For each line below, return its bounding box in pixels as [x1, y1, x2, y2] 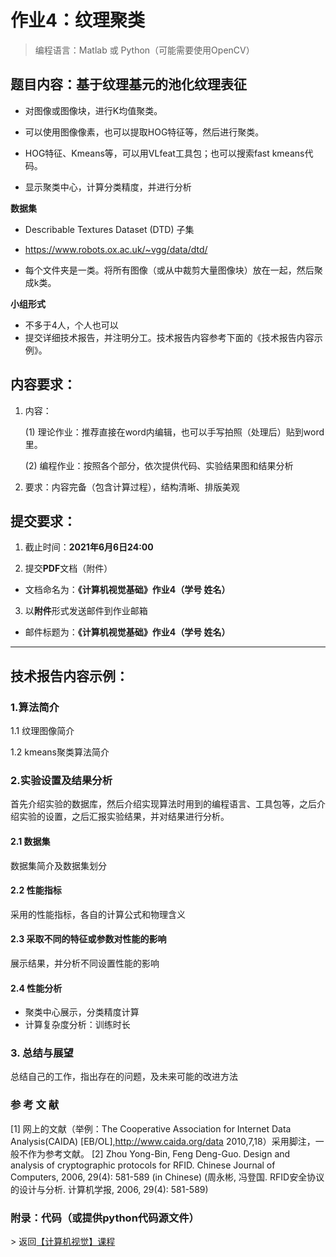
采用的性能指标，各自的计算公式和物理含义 [10, 908, 186, 920]
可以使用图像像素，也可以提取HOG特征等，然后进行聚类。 [24, 126, 265, 138]
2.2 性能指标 [10, 884, 62, 896]
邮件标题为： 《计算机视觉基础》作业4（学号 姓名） [24, 626, 231, 638]
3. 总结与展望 [10, 1046, 74, 1060]
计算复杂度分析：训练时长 [24, 1019, 131, 1031]
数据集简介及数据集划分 [10, 859, 107, 871]
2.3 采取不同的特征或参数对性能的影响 [10, 933, 167, 945]
